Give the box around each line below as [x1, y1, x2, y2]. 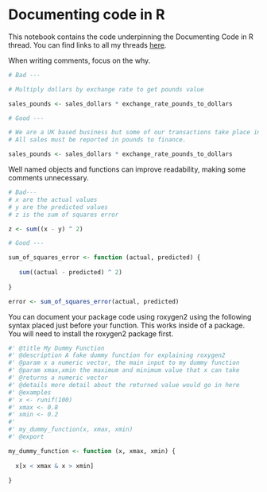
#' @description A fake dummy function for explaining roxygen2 [8, 351, 226, 359]
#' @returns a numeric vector [8, 374, 109, 382]
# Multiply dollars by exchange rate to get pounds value [8, 85, 204, 93]
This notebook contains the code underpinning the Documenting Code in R [8, 32, 254, 41]
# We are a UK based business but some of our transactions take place [8, 129, 250, 137]
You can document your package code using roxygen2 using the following [8, 312, 252, 321]
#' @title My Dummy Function [8, 344, 105, 352]
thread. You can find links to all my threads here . [8, 40, 167, 49]
